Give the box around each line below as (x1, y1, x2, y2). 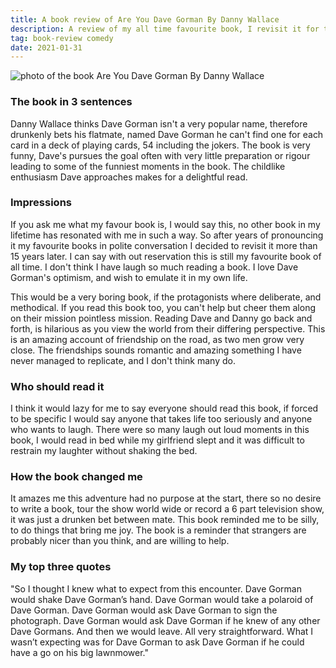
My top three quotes (10, 560, 112, 574)
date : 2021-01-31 (10, 42, 83, 53)
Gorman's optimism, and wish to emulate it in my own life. (10, 271, 248, 283)
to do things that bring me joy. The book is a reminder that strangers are (10, 524, 307, 536)
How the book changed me (10, 470, 143, 484)
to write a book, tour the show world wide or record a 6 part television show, (10, 503, 325, 515)
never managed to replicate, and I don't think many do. (10, 354, 236, 366)
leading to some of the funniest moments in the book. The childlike (10, 160, 286, 172)
